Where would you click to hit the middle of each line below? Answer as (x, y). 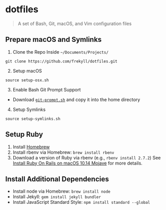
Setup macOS (27, 71)
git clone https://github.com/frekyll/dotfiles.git (61, 61)
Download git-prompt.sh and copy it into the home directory (76, 99)
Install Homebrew (31, 147)
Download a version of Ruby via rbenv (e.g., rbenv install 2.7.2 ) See (87, 157)
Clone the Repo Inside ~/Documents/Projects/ (61, 52)
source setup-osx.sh (27, 80)
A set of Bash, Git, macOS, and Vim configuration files (75, 24)
